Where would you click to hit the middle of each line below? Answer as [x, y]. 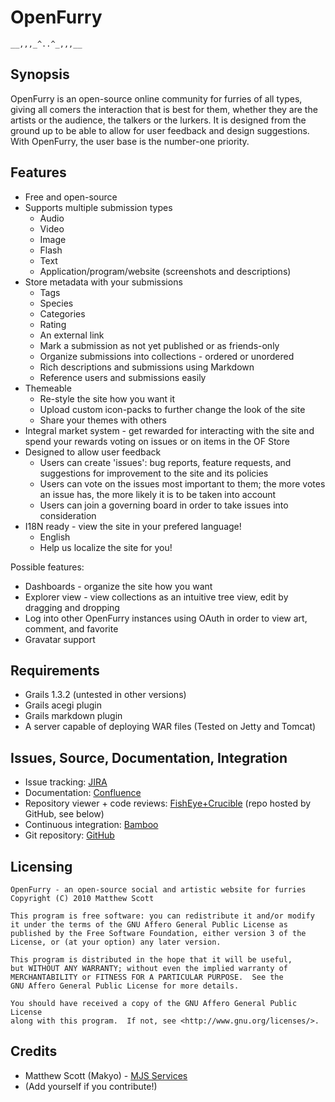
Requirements [55, 670]
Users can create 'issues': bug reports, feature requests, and [165, 462]
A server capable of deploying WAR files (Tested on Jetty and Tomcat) [170, 727]
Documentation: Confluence [83, 793]
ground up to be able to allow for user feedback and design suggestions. [160, 130]
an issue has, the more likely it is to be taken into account [158, 494]
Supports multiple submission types [98, 207]
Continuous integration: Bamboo [91, 825]
